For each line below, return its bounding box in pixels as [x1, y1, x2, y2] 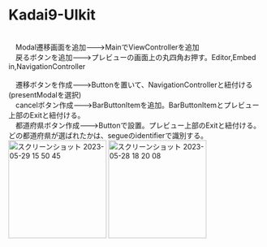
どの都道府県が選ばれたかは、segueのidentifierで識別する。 [8, 130, 209, 140]
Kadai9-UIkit [8, 6, 96, 24]
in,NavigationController [8, 61, 86, 71]
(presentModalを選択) [8, 89, 82, 99]
